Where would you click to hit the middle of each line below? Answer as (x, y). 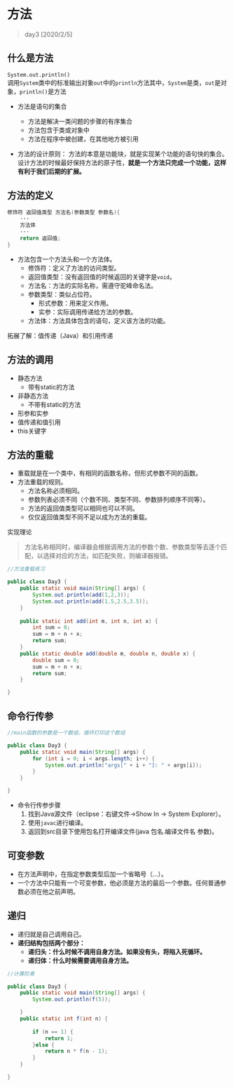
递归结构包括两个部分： (51, 943)
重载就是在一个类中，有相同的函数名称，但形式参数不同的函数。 (109, 473)
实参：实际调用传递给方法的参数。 (88, 312)
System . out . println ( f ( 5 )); (72, 1000)
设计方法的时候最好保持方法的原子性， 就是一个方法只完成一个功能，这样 (122, 162)
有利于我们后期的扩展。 (51, 171)
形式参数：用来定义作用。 (75, 303)
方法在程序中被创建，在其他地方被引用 (83, 138)
